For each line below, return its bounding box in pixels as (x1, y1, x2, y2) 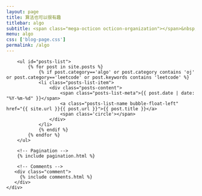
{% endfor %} (28, 132, 61, 138)
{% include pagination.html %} (17, 153, 96, 159)
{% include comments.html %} (19, 174, 93, 180)
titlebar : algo (6, 20, 44, 26)
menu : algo (6, 31, 34, 37)
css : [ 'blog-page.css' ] (6, 37, 66, 43)
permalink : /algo (6, 43, 50, 49)
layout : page (6, 8, 39, 15)
